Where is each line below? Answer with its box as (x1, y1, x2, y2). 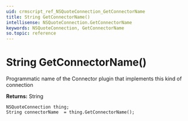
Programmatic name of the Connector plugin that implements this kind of (6, 75, 182, 82)
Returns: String (6, 93, 44, 100)
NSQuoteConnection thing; (6, 104, 69, 110)
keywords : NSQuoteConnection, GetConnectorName (6, 25, 125, 31)
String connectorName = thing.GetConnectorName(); (6, 109, 135, 115)
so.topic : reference (6, 31, 57, 36)
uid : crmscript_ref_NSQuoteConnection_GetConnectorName (6, 8, 145, 15)
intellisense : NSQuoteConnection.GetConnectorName (6, 19, 132, 25)
